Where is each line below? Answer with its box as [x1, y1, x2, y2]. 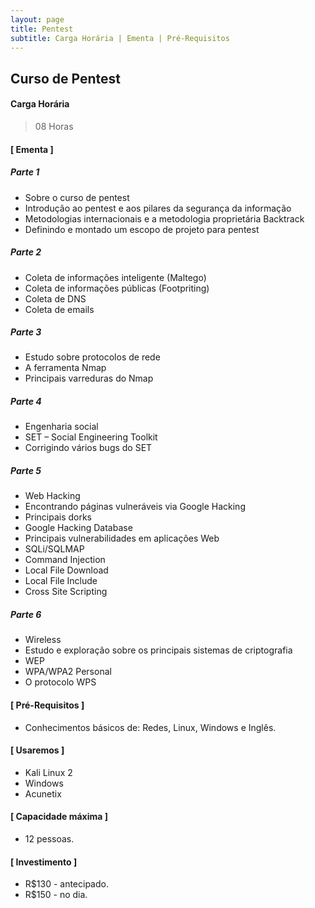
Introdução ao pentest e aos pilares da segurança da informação [24, 202, 292, 214]
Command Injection [24, 554, 106, 566]
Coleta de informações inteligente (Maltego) [24, 271, 207, 283]
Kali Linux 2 [24, 766, 73, 778]
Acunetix [24, 787, 62, 800]
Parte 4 [10, 396, 42, 408]
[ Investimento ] [10, 856, 78, 868]
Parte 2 [10, 246, 42, 258]
